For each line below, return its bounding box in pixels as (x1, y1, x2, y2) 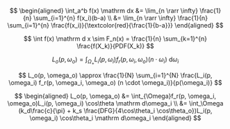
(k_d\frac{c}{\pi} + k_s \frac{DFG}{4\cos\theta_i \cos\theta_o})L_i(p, (18, 107, 213, 115)
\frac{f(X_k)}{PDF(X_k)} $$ (76, 42, 155, 50)
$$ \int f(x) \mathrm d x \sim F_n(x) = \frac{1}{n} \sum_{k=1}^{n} (24, 34, 207, 43)
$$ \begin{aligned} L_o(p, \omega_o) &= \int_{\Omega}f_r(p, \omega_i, (15, 92, 216, 100)
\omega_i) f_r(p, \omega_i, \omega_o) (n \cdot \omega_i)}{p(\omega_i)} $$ (8, 79, 222, 87)
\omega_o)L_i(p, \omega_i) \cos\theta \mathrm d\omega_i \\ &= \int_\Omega (7, 99, 224, 108)
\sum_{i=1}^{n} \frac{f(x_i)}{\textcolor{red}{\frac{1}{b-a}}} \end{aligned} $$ (7, 21, 224, 29)
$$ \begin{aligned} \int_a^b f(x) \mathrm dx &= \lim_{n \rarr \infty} (9, 7, 199, 14)
